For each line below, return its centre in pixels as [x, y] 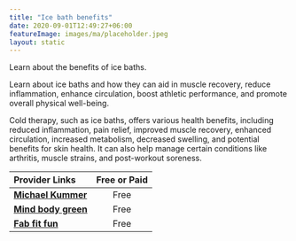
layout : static [37, 42]
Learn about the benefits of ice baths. [78, 67]
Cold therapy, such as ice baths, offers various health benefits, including [142, 120]
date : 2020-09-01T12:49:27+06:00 [71, 26]
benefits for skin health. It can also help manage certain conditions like [138, 149]
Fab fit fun [36, 224]
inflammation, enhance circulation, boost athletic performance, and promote [148, 94]
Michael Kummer [51, 195]
